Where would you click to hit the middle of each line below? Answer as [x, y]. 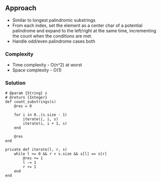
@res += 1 [33, 158]
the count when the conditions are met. [52, 36]
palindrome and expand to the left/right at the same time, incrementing [84, 30]
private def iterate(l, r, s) [36, 150]
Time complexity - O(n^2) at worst [47, 65]
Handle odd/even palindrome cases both [54, 41]
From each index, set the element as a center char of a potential [77, 25]
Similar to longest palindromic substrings [54, 20]
